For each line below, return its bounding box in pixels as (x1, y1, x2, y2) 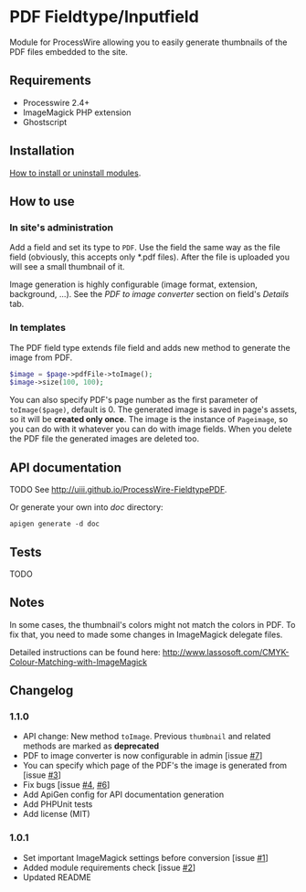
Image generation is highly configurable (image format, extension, (9, 279, 259, 290)
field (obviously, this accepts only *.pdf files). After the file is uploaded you (9, 251, 290, 262)
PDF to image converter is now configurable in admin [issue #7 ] (22, 750, 263, 761)
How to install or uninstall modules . (9, 167, 142, 178)
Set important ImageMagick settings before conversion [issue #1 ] (22, 852, 269, 863)
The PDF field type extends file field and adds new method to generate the (9, 342, 290, 353)
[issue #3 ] (22, 770, 62, 780)
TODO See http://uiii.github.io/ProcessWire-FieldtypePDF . (9, 484, 227, 495)
